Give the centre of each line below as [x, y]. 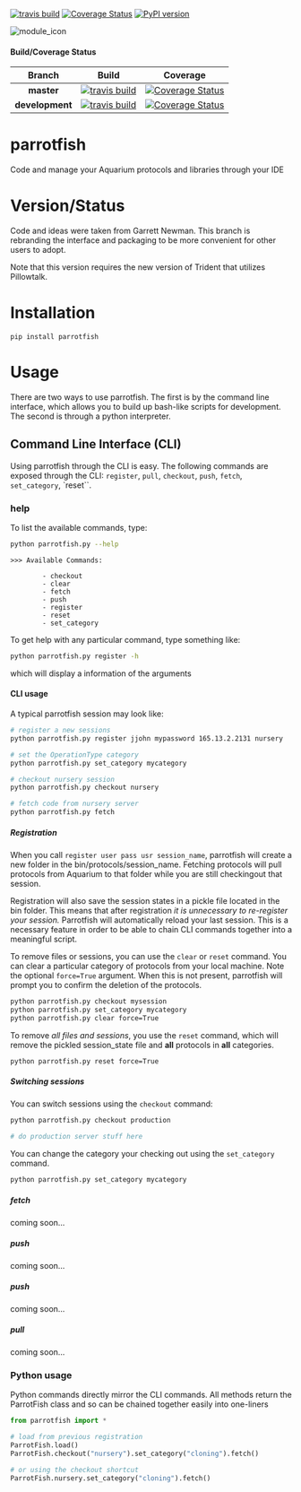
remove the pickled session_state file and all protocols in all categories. [142, 1045]
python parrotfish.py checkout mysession [89, 1001]
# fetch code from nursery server [75, 804]
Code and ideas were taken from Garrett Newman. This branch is [130, 231]
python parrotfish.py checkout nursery [85, 788]
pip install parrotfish [55, 337]
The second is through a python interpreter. [90, 416]
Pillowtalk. [29, 277]
